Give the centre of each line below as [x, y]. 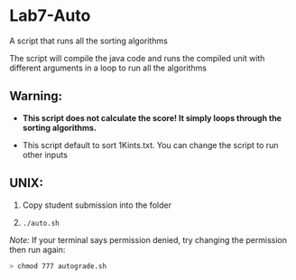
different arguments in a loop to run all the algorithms [108, 68]
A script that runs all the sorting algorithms [89, 41]
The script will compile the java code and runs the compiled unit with [137, 58]
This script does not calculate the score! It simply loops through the [152, 117]
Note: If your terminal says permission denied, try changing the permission [148, 239]
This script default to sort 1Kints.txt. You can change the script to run [150, 145]
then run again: [37, 249]
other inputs [45, 154]
